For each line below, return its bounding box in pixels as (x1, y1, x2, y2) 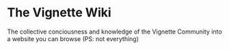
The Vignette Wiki (7, 5, 111, 21)
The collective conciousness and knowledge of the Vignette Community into (7, 27, 222, 36)
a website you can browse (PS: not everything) (7, 34, 139, 42)
